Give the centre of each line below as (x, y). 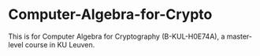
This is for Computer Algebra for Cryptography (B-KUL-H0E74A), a (117, 36)
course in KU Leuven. (60, 44)
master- (239, 36)
